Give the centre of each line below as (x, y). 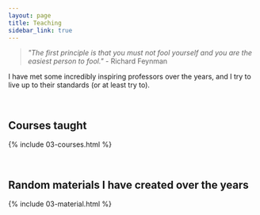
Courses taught (48, 125)
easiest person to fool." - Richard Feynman (97, 61)
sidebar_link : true (40, 30)
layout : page (30, 15)
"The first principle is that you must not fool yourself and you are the (140, 53)
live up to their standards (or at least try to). (79, 85)
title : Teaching (35, 23)
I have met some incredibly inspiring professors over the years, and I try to (130, 77)
